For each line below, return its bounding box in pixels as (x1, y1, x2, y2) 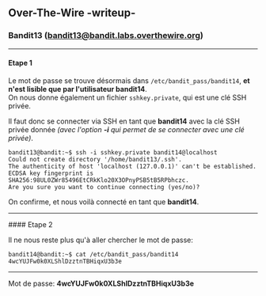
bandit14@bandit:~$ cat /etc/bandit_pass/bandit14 (8, 250, 179, 258)
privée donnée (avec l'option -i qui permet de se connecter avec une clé (8, 124, 245, 134)
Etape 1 (8, 59, 33, 68)
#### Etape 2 (8, 219, 53, 229)
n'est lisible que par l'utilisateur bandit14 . (8, 84, 148, 93)
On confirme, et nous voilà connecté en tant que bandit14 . (8, 197, 199, 207)
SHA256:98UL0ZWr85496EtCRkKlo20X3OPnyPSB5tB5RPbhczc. (8, 176, 190, 184)
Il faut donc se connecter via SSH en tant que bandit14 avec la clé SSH (8, 116, 240, 126)
